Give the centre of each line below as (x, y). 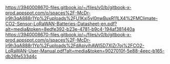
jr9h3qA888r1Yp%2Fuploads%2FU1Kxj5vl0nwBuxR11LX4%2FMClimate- (81, 18)
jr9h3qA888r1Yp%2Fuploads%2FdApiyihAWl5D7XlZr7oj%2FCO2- (75, 45)
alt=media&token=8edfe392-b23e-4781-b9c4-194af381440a (70, 29)
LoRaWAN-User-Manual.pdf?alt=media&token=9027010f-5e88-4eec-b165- (85, 51)
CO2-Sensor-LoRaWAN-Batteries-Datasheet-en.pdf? (61, 24)
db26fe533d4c (21, 56)
